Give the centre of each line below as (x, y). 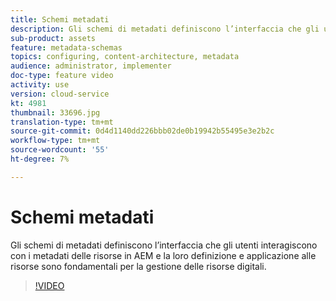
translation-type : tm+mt (62, 122)
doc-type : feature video (62, 76)
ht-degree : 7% (40, 159)
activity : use (40, 85)
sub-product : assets (53, 38)
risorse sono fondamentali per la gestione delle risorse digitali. (138, 266)
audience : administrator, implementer (91, 66)
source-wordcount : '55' (60, 150)
